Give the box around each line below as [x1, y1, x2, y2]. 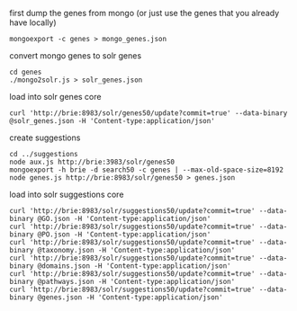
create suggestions [9, 132, 81, 143]
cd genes [9, 67, 42, 76]
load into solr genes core [9, 92, 102, 102]
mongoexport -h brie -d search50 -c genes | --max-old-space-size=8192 [9, 165, 283, 174]
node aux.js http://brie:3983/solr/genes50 [9, 157, 175, 166]
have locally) [9, 17, 57, 28]
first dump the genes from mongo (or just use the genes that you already [9, 8, 280, 18]
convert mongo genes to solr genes [9, 50, 142, 61]
